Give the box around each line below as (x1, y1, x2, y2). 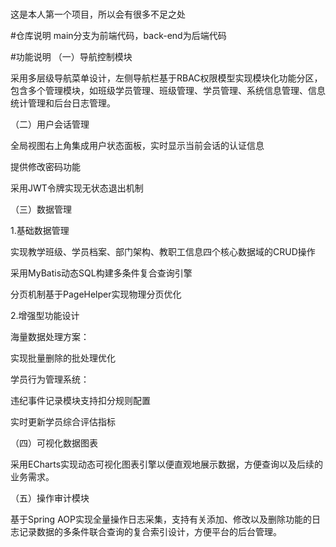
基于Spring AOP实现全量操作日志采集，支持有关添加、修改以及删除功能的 (10, 513, 312, 526)
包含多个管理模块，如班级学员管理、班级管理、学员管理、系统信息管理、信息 (10, 85, 326, 97)
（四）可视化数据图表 (10, 437, 98, 449)
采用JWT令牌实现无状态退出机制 (10, 182, 144, 194)
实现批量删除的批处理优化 (10, 352, 116, 364)
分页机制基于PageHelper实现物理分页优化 (10, 288, 182, 301)
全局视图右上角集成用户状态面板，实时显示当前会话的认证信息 (10, 140, 265, 152)
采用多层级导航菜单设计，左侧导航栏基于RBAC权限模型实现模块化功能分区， (10, 72, 323, 84)
